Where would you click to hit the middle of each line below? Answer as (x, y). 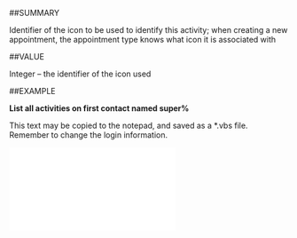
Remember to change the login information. (89, 135)
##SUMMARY (35, 13)
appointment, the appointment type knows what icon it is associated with (143, 40)
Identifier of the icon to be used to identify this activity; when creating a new (148, 30)
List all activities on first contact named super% (99, 108)
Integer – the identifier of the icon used (80, 74)
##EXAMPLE (32, 91)
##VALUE (27, 56)
